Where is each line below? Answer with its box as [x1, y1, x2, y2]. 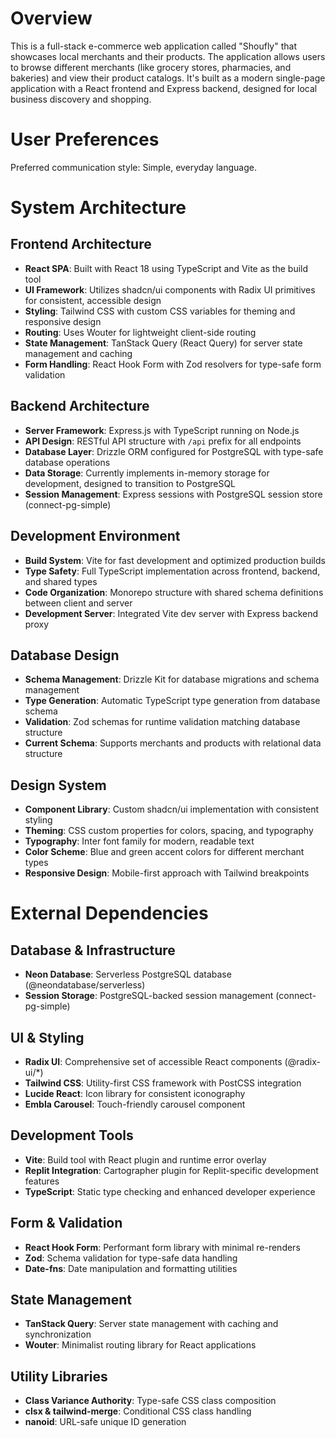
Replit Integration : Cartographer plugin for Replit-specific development [24, 1164, 319, 1176]
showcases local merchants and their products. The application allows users [10, 50, 326, 62]
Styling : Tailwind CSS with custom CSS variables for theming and [24, 305, 296, 317]
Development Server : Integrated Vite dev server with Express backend [24, 607, 319, 619]
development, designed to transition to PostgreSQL [24, 477, 237, 489]
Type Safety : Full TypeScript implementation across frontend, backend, [24, 565, 321, 577]
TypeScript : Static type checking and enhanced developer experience [24, 1185, 316, 1197]
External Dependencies [10, 902, 209, 925]
